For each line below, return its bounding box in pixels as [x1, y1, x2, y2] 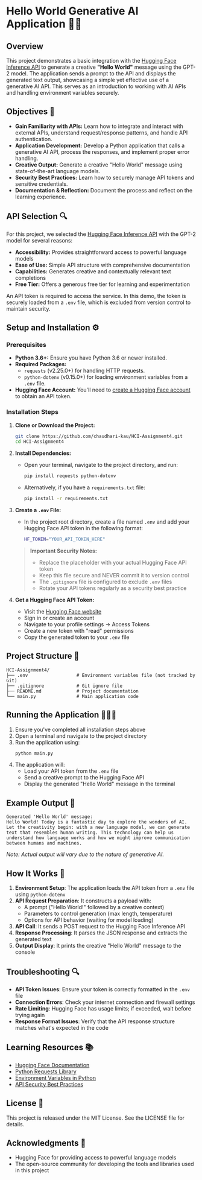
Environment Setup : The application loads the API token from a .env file [14, 884, 195, 892]
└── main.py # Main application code [6, 693, 139, 699]
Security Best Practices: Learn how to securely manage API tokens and [14, 174, 195, 181]
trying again [14, 1011, 45, 1018]
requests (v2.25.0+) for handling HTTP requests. [24, 367, 145, 375]
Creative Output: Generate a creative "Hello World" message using [14, 161, 183, 168]
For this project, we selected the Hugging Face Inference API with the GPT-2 [6, 230, 196, 238]
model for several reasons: [6, 236, 73, 244]
